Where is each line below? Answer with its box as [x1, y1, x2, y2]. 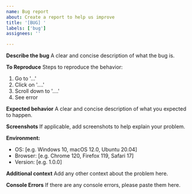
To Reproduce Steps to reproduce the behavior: [6, 63, 123, 71]
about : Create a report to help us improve [6, 14, 115, 20]
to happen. [6, 112, 32, 119]
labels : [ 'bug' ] [6, 25, 46, 31]
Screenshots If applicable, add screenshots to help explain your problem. [6, 123, 186, 130]
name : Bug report [6, 8, 49, 15]
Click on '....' [14, 81, 45, 89]
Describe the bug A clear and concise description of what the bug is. [6, 52, 175, 59]
